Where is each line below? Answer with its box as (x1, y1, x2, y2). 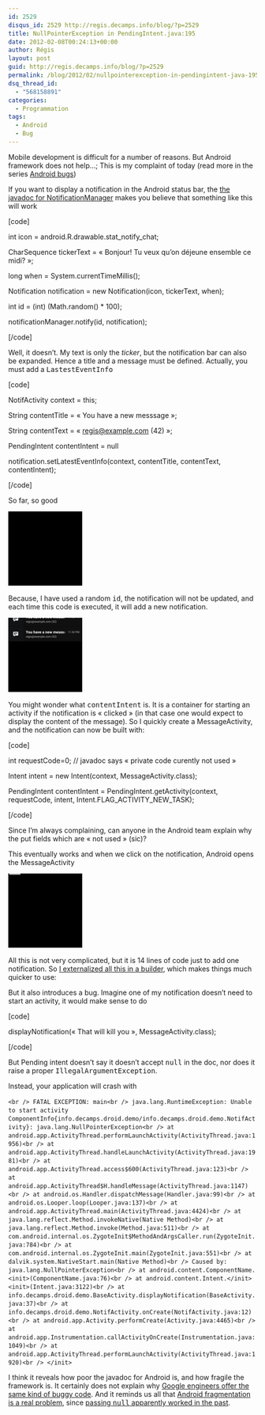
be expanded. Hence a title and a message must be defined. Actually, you (8, 356, 248, 366)
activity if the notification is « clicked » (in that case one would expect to (8, 708, 244, 718)
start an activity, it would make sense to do (8, 996, 147, 1005)
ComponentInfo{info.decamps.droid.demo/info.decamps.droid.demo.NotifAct (8, 1114, 256, 1123)
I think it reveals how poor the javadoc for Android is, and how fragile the (8, 1372, 244, 1382)
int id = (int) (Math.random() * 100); (8, 302, 122, 311)
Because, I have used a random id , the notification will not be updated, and (8, 594, 254, 603)
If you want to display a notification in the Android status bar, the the (8, 184, 230, 194)
